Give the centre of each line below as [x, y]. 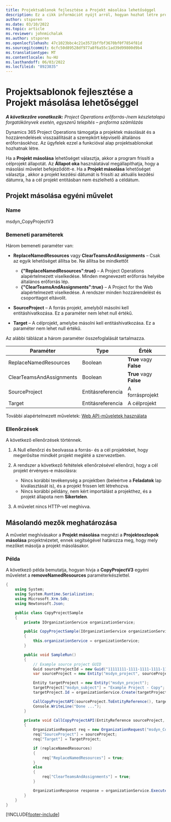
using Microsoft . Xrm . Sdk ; [42, 599]
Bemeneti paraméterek [35, 235]
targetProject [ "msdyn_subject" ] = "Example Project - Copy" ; [99, 688]
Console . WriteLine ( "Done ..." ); [67, 706]
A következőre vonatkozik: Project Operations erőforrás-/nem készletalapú [85, 117]
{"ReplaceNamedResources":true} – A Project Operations [82, 271]
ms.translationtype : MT [31, 52]
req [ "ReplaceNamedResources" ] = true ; [83, 758]
